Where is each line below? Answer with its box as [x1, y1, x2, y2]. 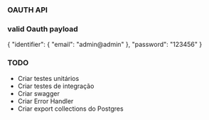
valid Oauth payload [7, 23, 78, 33]
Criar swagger [17, 89, 60, 97]
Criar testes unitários [17, 74, 80, 82]
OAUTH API [7, 5, 48, 15]
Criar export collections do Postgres [17, 104, 124, 113]
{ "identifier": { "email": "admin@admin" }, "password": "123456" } [7, 40, 203, 49]
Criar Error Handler [17, 97, 74, 105]
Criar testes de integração [17, 82, 95, 90]
